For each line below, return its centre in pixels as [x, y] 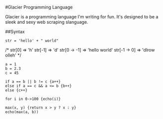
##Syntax [15, 31]
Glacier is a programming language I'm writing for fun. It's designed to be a [82, 17]
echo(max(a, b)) [22, 112]
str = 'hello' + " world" [32, 41]
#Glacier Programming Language [39, 7]
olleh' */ [13, 55]
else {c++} [16, 90]
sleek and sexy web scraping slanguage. [47, 22]
